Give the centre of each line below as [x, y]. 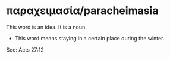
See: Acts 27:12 [25, 50]
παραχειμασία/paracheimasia [82, 11]
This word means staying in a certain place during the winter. [89, 38]
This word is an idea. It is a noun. [47, 27]
